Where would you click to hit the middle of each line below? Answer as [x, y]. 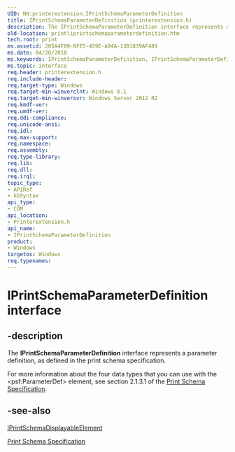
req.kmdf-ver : [28, 105]
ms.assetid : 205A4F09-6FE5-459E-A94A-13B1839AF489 [83, 46]
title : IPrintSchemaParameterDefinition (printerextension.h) [100, 20]
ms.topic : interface [37, 66]
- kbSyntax [23, 196]
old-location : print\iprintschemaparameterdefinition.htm [93, 33]
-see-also [29, 411]
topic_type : [24, 183]
